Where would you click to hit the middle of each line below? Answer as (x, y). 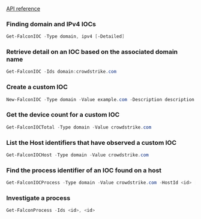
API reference (23, 9)
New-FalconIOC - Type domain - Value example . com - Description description (100, 99)
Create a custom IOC (37, 87)
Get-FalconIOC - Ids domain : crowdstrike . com (61, 72)
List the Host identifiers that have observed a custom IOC (91, 142)
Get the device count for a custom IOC (63, 115)
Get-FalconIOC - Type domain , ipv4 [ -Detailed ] (65, 36)
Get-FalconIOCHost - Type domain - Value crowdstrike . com (77, 155)
